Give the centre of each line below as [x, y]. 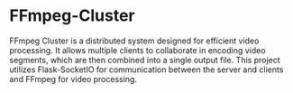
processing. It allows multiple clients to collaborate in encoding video [137, 50]
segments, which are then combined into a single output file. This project [145, 60]
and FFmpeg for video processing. [73, 79]
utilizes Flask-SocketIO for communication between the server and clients [146, 70]
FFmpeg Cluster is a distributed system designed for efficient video [134, 41]
